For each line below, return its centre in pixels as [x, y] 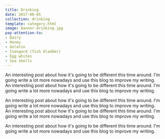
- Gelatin [15, 47]
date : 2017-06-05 [23, 14]
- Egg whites [19, 56]
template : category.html [31, 24]
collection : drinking [28, 19]
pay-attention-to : [24, 33]
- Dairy [13, 38]
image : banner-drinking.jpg [34, 28]
